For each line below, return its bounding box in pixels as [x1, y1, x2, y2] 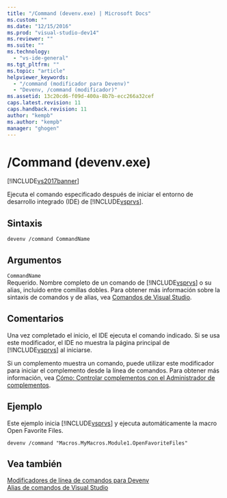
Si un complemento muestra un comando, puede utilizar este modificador [7, 359, 215, 367]
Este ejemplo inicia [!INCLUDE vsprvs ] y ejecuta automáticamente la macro [7, 419, 217, 427]
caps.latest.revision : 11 [7, 99, 81, 106]
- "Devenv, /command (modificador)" [13, 86, 118, 93]
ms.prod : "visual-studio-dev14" [7, 29, 99, 36]
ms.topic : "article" [7, 67, 66, 74]
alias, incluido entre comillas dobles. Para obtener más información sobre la [7, 285, 220, 294]
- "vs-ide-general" [13, 55, 69, 62]
